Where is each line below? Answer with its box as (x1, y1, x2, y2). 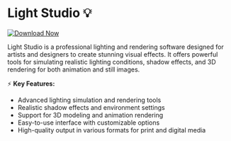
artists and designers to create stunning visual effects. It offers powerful (7, 50, 218, 58)
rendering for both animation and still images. (7, 65, 140, 74)
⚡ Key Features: (7, 79, 55, 88)
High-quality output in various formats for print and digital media (17, 125, 206, 134)
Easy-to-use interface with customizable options (17, 118, 160, 127)
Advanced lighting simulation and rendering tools (17, 96, 162, 104)
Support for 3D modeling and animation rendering (17, 111, 164, 119)
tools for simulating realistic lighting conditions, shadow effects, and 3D (7, 57, 216, 66)
